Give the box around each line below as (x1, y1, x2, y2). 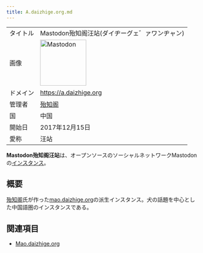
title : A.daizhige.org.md (6, 9, 72, 15)
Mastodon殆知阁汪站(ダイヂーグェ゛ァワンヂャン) (40, 29, 185, 37)
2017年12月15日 (40, 123, 91, 132)
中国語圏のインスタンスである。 (11, 203, 93, 211)
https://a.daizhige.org (40, 88, 102, 97)
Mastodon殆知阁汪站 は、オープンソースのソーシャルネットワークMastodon (6, 151, 197, 159)
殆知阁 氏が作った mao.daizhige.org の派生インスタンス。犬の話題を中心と (6, 196, 190, 203)
